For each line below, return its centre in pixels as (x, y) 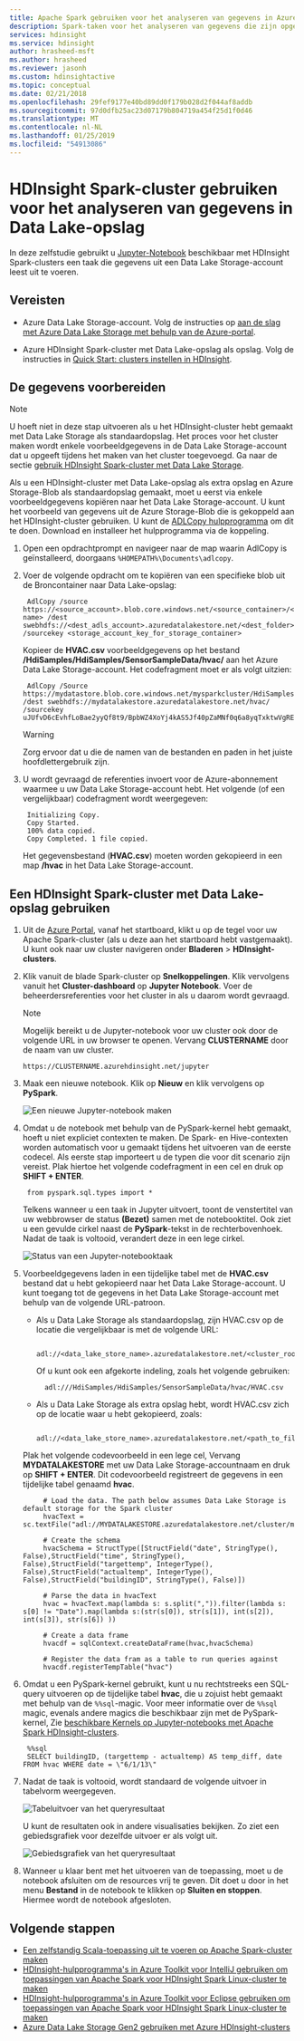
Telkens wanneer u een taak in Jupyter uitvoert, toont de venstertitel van (158, 1209)
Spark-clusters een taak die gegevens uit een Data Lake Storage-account (146, 262)
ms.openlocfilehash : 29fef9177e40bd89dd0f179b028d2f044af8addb (131, 102)
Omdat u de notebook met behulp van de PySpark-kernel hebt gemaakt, (157, 1128)
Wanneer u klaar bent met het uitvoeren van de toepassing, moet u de (152, 1871)
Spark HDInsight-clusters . (71, 1732)
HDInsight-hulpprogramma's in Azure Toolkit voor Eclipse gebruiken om (157, 1998)
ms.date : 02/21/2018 (48, 93)
